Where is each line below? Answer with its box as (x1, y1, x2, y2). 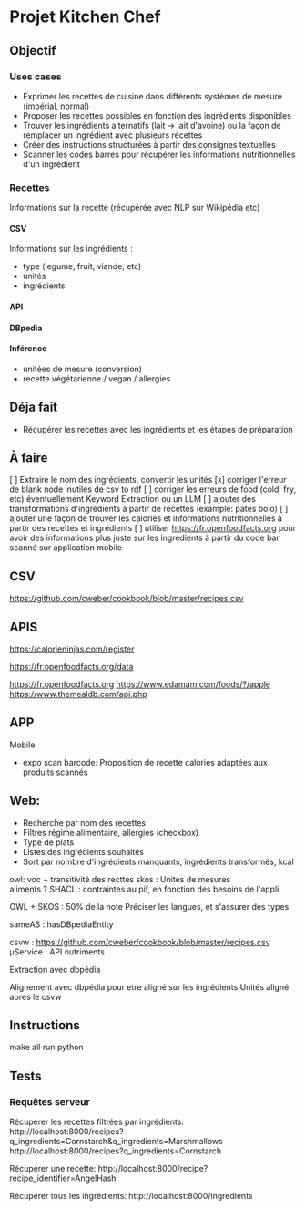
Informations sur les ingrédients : (9, 244, 134, 255)
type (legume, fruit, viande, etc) (22, 261, 142, 272)
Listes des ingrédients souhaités (22, 846, 144, 857)
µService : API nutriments (9, 946, 105, 957)
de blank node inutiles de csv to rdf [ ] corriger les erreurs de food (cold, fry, (9, 484, 297, 495)
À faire (9, 450, 48, 465)
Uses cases (9, 70, 62, 83)
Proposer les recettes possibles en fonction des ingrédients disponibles (22, 110, 291, 120)
